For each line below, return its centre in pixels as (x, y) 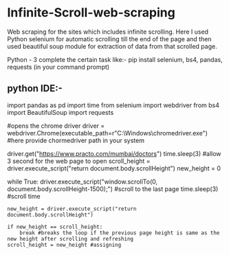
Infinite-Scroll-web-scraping (91, 13)
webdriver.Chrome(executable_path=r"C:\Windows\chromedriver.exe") (108, 133)
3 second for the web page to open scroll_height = (79, 161)
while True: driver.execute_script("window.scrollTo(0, (83, 181)
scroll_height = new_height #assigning (64, 245)
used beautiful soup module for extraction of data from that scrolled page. (112, 46)
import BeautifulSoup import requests (61, 112)
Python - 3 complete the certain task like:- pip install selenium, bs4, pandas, (115, 59)
